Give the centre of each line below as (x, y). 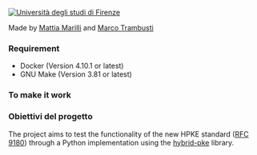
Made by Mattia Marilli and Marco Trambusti (81, 28)
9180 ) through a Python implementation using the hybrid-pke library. (121, 142)
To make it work (40, 95)
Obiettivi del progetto (51, 117)
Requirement (34, 48)
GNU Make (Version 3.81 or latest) (76, 74)
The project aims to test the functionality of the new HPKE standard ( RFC (129, 134)
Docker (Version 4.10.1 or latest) (72, 66)
